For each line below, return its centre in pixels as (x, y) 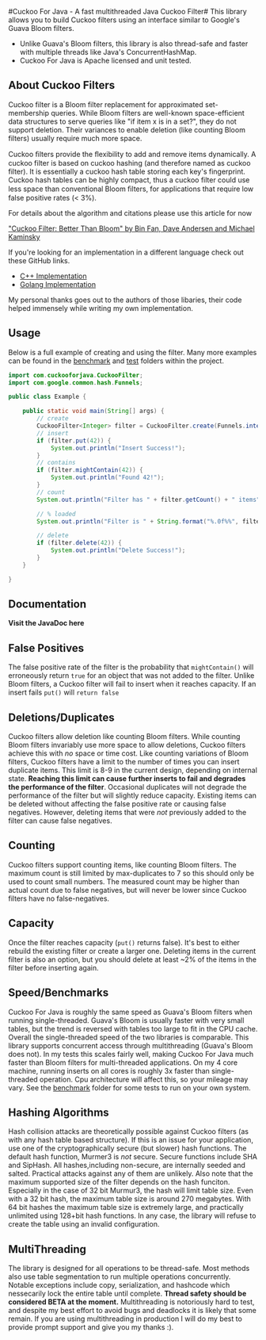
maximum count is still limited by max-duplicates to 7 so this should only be (131, 873)
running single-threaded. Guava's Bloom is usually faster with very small (126, 1020)
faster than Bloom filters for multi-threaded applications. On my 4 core (123, 1062)
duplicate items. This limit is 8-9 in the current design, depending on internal (133, 770)
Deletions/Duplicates (61, 717)
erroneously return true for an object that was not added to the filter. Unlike (131, 676)
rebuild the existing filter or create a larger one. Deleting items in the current (132, 951)
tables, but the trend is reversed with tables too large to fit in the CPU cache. (133, 1028)
